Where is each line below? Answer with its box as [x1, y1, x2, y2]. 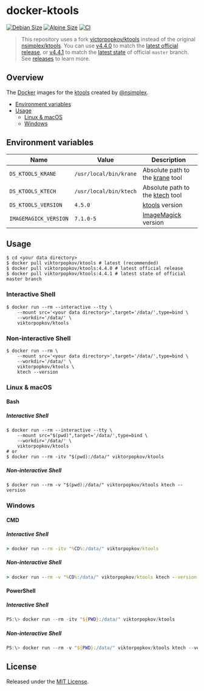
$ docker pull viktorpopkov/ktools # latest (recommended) [6, 260, 159, 266]
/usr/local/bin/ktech [74, 188, 137, 194]
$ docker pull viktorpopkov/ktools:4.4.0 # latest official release [6, 266, 183, 272]
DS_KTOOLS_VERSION [9, 201, 63, 208]
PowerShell [6, 587, 36, 594]
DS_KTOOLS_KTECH [9, 188, 56, 194]
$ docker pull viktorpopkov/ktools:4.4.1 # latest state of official [6, 271, 186, 277]
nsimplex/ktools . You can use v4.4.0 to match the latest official [21, 42, 178, 49]
